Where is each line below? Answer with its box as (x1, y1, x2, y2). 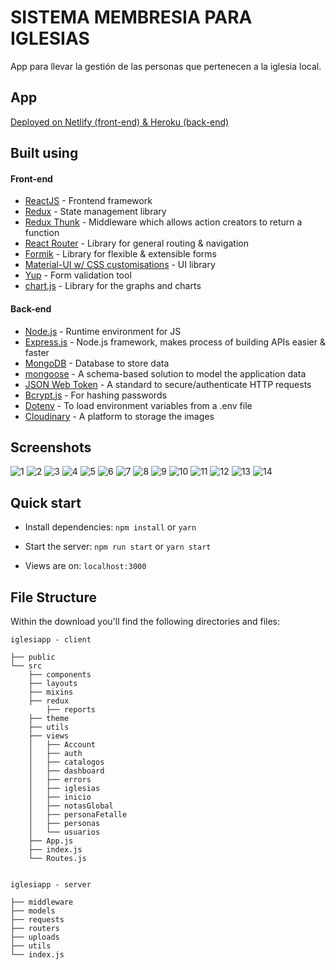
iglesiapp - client (10, 634, 92, 645)
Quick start (10, 494, 82, 511)
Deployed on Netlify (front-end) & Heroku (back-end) (10, 116, 230, 128)
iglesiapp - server (10, 879, 92, 890)
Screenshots (10, 439, 92, 456)
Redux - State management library (24, 206, 167, 218)
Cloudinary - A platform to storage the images (24, 410, 215, 422)
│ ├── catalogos (28, 757, 105, 767)
